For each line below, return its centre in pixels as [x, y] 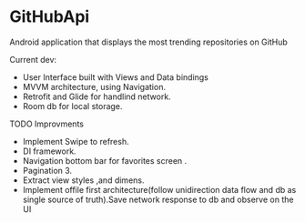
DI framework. [49, 151]
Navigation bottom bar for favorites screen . [105, 160]
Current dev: [33, 59]
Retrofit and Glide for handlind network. [97, 96]
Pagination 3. [47, 170]
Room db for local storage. [72, 106]
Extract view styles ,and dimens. [83, 180]
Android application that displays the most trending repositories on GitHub [149, 42]
